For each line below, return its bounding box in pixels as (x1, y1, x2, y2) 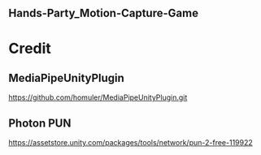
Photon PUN (8, 116, 72, 130)
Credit (8, 39, 51, 58)
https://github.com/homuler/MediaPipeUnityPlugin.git (8, 93, 188, 102)
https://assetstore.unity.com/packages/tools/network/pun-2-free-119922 (8, 138, 254, 148)
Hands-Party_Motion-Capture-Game (8, 6, 199, 20)
